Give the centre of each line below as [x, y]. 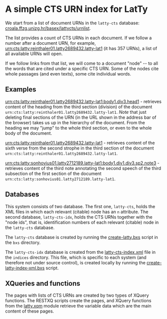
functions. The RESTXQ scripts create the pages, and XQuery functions [78, 301]
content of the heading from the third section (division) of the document [79, 107]
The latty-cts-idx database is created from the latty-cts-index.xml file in [80, 252]
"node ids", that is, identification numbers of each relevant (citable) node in [82, 222]
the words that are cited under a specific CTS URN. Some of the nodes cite [82, 69]
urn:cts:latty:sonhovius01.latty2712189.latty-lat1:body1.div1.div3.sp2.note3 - [83, 163]
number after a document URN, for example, [50, 43]
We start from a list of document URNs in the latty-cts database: [72, 23]
